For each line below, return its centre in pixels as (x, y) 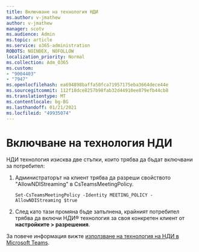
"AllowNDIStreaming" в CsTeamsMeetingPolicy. (74, 184)
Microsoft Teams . (28, 243)
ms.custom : (20, 68)
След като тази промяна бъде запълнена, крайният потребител (97, 212)
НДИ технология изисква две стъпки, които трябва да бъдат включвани (99, 160)
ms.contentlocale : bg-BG (37, 102)
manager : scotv (25, 29)
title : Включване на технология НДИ (52, 12)
